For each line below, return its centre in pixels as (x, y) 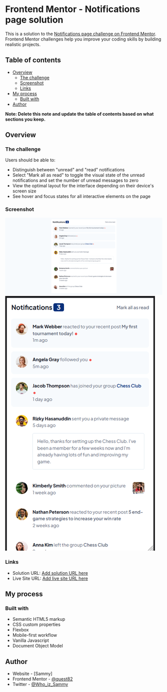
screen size (24, 191)
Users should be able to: (30, 160)
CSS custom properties (36, 624)
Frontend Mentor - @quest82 (42, 679)
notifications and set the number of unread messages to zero (75, 180)
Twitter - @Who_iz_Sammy (40, 684)
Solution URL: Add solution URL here (50, 573)
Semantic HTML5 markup (39, 619)
